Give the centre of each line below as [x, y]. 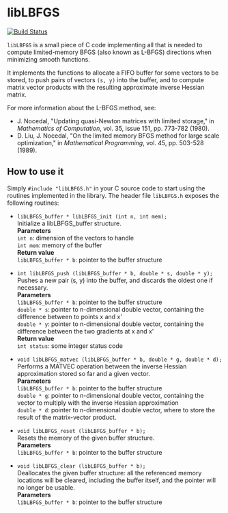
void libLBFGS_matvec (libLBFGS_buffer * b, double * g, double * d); [119, 360]
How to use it [35, 172]
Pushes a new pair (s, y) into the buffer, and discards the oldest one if [115, 280]
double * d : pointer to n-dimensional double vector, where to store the [116, 410]
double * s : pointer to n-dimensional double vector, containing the [110, 309]
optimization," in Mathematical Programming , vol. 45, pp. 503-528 [111, 142]
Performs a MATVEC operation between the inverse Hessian [102, 366]
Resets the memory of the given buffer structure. [86, 438]
